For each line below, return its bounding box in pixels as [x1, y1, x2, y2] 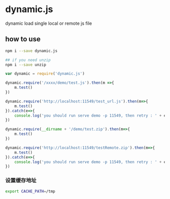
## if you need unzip [5, 57, 51, 63]
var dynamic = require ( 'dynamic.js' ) [5, 71, 85, 76]
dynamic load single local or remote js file [5, 20, 92, 26]
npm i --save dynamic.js [5, 48, 58, 54]
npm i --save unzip [5, 62, 47, 67]
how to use [5, 35, 41, 43]
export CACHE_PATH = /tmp [5, 188, 56, 194]
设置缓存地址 [5, 177, 37, 184]
